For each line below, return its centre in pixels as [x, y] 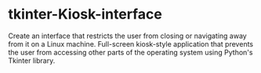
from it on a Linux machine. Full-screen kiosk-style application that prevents [130, 43]
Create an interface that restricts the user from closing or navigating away [127, 36]
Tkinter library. [32, 61]
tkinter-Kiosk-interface [85, 14]
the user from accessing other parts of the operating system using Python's [130, 52]
